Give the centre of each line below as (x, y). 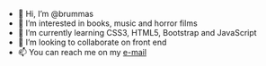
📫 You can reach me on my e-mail (82, 52)
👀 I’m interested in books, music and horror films (107, 23)
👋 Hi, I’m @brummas (56, 14)
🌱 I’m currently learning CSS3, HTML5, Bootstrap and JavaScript (137, 33)
